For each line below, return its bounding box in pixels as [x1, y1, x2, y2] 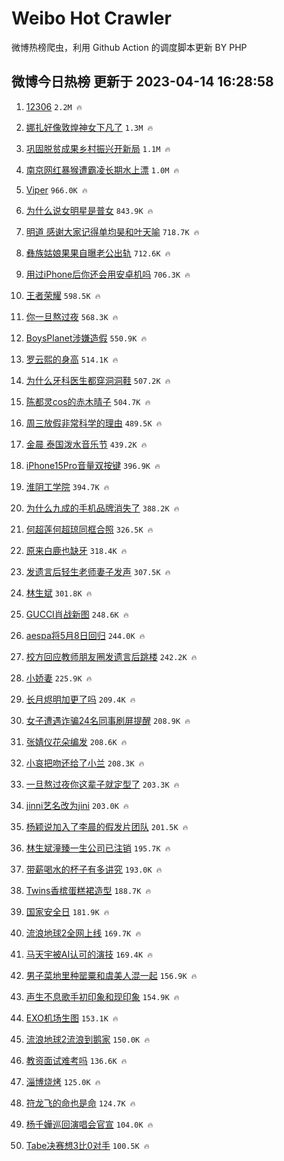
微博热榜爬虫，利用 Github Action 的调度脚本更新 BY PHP [11, 41, 248, 53]
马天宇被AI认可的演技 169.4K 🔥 [25, 948, 153, 960]
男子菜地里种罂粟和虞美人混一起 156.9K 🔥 [25, 969, 198, 981]
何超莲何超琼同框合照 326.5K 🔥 [25, 523, 154, 535]
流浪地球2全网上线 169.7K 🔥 [25, 927, 142, 939]
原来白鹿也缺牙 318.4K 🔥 [25, 544, 128, 556]
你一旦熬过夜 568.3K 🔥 [25, 310, 119, 322]
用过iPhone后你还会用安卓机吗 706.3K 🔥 [25, 268, 191, 280]
